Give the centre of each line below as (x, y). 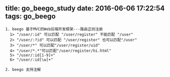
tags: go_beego (30, 17)
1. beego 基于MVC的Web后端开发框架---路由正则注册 (54, 29)
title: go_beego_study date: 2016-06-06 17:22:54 (85, 8)
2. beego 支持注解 (23, 69)
